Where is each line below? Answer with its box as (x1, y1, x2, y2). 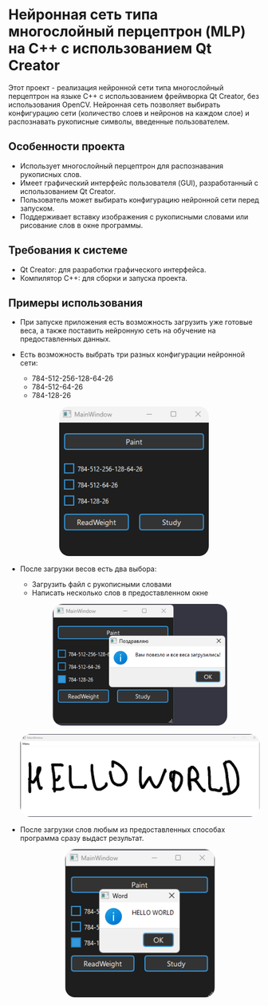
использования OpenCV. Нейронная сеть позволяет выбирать (8, 100, 221, 109)
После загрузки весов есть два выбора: (19, 564, 157, 574)
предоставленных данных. (19, 334, 112, 344)
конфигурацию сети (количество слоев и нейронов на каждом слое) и (8, 108, 250, 117)
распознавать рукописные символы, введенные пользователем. (8, 116, 230, 126)
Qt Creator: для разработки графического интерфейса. (19, 265, 207, 274)
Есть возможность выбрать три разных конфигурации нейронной (19, 349, 246, 360)
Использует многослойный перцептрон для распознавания (19, 161, 223, 171)
